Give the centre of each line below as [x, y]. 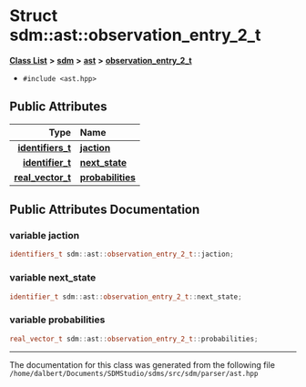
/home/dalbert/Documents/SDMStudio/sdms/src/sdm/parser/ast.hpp [134, 373]
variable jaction [45, 236]
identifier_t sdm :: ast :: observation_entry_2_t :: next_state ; [126, 297]
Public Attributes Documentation [105, 210]
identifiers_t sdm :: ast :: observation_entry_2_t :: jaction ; [122, 255]
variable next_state [53, 278]
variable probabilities [57, 320]
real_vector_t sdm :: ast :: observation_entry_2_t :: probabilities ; [134, 339]
